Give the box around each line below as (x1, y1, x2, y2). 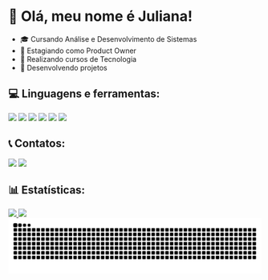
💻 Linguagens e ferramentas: (8, 87, 160, 101)
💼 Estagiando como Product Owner (19, 46, 136, 55)
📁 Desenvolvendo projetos (19, 63, 108, 72)
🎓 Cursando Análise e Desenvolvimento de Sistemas (19, 34, 197, 43)
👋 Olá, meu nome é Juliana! (8, 7, 193, 26)
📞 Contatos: (8, 136, 66, 151)
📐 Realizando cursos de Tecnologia (19, 54, 137, 63)
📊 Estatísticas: (8, 183, 86, 197)
